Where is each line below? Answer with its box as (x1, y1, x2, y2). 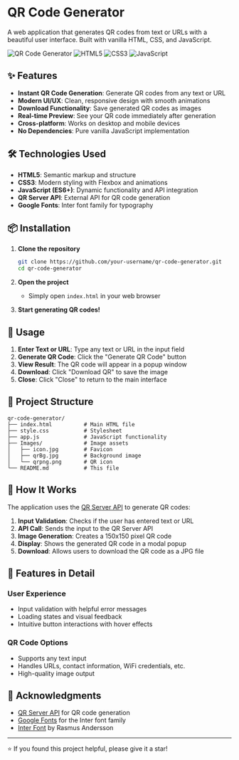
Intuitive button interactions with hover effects (17, 620, 153, 628)
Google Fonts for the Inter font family (17, 716, 127, 724)
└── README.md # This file (7, 464, 119, 472)
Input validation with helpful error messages (17, 605, 147, 613)
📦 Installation (7, 222, 71, 234)
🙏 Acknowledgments (7, 690, 102, 702)
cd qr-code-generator (17, 265, 82, 273)
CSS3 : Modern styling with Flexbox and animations (17, 178, 169, 186)
